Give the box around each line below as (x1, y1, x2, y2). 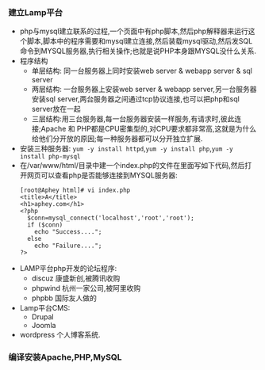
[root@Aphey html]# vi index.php (19, 186, 131, 195)
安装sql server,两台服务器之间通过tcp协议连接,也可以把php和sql (31, 94, 240, 104)
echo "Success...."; (34, 228, 102, 236)
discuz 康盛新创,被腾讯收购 (31, 273, 121, 283)
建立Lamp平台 (8, 6, 63, 17)
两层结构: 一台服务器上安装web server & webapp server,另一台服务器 (31, 85, 257, 94)
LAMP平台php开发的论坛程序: (19, 264, 117, 273)
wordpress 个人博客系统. (19, 330, 101, 340)
